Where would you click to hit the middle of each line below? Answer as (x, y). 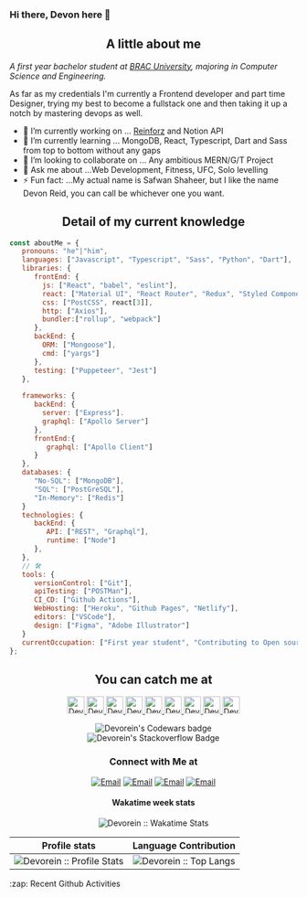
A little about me (153, 44)
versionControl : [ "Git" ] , (83, 583)
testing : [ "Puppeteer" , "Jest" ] (95, 370)
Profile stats (69, 845)
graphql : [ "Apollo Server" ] (95, 421)
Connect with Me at (153, 762)
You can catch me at (153, 679)
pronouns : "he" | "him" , (64, 251)
